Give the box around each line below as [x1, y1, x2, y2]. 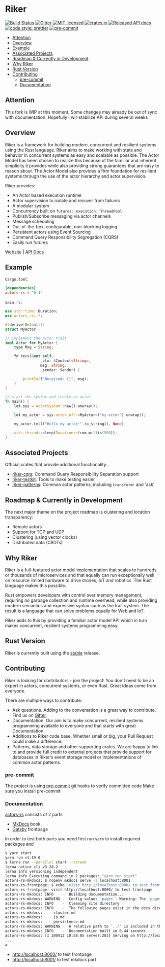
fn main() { [5, 399, 29, 404]
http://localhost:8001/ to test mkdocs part [12, 956, 97, 962]
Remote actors [12, 524, 42, 530]
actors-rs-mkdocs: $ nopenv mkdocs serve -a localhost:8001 [5, 878, 131, 883]
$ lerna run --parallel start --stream [5, 860, 87, 864]
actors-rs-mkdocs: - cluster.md [5, 910, 76, 915]
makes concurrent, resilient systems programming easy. [5, 622, 119, 628]
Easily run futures [12, 239, 48, 245]
